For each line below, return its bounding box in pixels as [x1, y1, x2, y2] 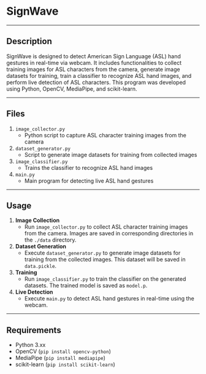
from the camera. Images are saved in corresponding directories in [24, 230, 194, 237]
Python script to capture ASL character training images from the [24, 131, 187, 139]
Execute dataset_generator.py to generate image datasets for [24, 250, 181, 257]
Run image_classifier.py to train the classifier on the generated [24, 275, 186, 283]
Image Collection [15, 216, 60, 224]
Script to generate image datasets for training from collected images [24, 151, 197, 158]
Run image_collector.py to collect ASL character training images [24, 223, 188, 231]
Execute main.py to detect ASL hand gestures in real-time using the [24, 295, 194, 302]
